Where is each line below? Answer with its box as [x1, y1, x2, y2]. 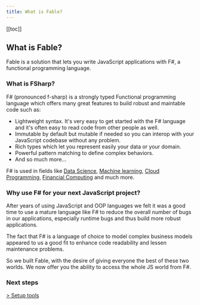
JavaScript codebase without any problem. [14, 136, 121, 144]
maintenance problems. [6, 246, 64, 253]
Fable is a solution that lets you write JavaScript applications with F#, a [6, 58, 181, 66]
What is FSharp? [6, 80, 56, 88]
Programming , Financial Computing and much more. [6, 173, 135, 181]
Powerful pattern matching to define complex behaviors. [14, 149, 154, 156]
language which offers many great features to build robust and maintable [6, 99, 186, 106]
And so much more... [14, 155, 67, 163]
